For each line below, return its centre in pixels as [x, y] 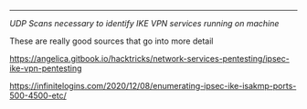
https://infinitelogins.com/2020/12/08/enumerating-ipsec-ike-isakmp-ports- [153, 86]
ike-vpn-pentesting [46, 68]
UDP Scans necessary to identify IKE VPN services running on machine [144, 23]
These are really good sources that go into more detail [111, 41]
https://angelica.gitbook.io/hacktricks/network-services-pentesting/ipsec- [149, 59]
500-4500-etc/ [38, 95]
